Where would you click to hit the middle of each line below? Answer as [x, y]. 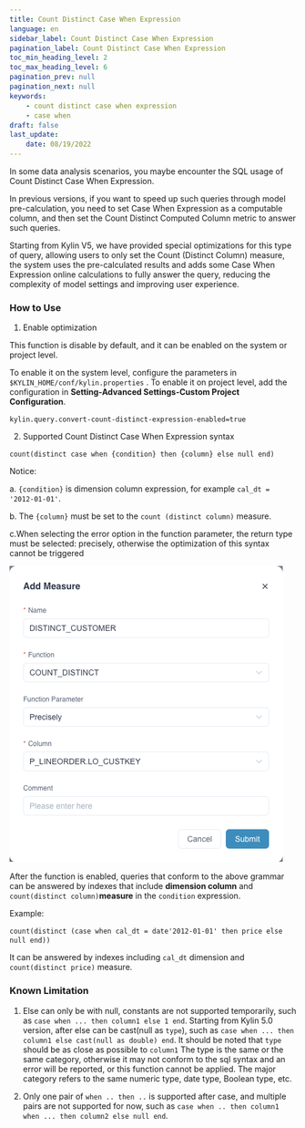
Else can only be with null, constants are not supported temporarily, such [159, 1010]
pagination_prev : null [52, 78]
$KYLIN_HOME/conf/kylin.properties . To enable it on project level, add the [148, 382]
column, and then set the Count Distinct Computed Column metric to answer [153, 218]
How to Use [36, 307]
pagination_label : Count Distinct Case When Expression [117, 48]
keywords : [28, 96]
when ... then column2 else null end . [95, 1115]
